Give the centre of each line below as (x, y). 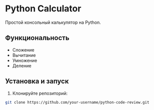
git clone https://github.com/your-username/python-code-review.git (77, 102)
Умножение (25, 60)
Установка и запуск (37, 82)
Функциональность (37, 38)
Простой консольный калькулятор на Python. (53, 22)
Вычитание (24, 55)
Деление (22, 65)
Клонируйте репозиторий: (40, 93)
